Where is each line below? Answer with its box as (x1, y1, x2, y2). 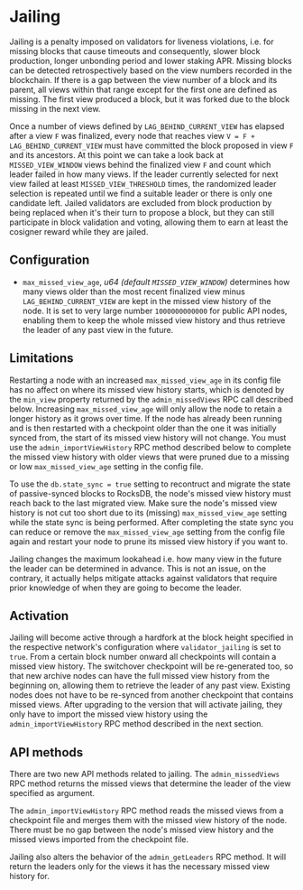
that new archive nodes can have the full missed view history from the (9, 671, 271, 681)
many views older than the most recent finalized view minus (22, 286, 245, 297)
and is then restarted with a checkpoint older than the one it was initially (9, 422, 277, 433)
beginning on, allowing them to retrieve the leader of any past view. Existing (9, 680, 291, 691)
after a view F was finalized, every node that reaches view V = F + (9, 130, 255, 141)
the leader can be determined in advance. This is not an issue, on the (9, 562, 267, 574)
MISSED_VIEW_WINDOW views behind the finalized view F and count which (9, 159, 271, 170)
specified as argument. (9, 788, 96, 799)
